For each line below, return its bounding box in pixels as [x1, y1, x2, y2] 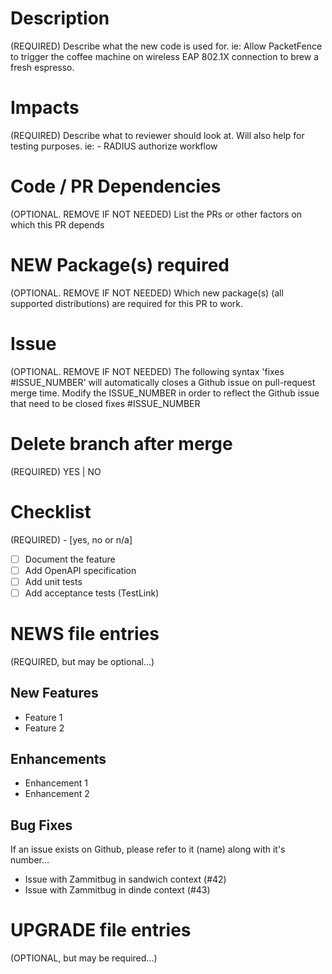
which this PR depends [10, 218, 105, 231]
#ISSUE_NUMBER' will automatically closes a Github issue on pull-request [10, 376, 316, 388]
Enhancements [10, 750, 107, 767]
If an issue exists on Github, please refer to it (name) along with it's [10, 843, 286, 856]
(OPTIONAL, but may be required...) [10, 952, 158, 964]
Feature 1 [24, 711, 63, 723]
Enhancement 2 [24, 788, 90, 800]
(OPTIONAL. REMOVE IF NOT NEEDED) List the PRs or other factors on [10, 208, 303, 220]
